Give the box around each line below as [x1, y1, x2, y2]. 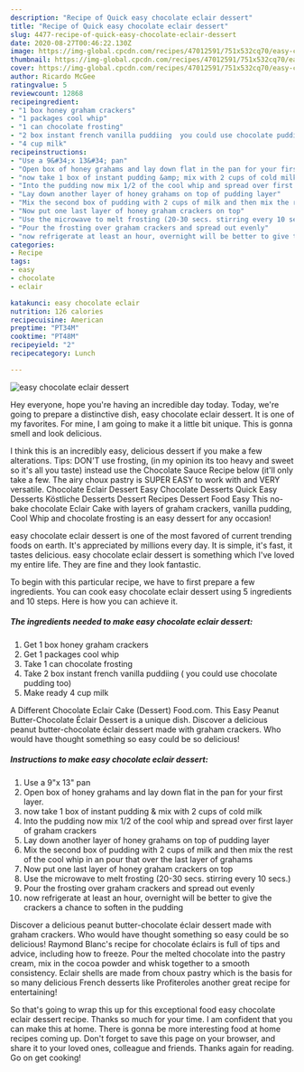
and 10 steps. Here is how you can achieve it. [10, 596, 179, 607]
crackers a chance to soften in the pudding [23, 901, 184, 913]
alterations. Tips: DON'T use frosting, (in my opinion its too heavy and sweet [10, 455, 294, 465]
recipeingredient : [10, 97, 79, 107]
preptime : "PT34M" [10, 324, 79, 333]
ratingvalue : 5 [10, 80, 68, 89]
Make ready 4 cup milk [23, 687, 109, 698]
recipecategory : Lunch [10, 349, 96, 358]
